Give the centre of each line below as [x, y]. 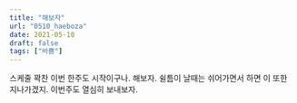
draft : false [34, 43]
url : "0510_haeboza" [49, 26]
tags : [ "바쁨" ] [36, 51]
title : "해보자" [37, 18]
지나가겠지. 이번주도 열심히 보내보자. [74, 89]
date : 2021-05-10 [42, 34]
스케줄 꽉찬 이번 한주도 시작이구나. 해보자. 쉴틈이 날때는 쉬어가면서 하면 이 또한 [148, 79]
